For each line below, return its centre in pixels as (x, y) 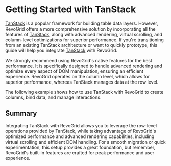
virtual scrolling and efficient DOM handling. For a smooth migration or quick (86, 142)
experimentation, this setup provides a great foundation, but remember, (80, 147)
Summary (21, 113)
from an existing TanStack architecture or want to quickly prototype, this (81, 45)
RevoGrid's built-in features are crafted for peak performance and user (80, 153)
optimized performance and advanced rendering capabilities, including (80, 136)
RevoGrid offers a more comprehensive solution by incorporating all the (80, 29)
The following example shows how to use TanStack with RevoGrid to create (84, 92)
